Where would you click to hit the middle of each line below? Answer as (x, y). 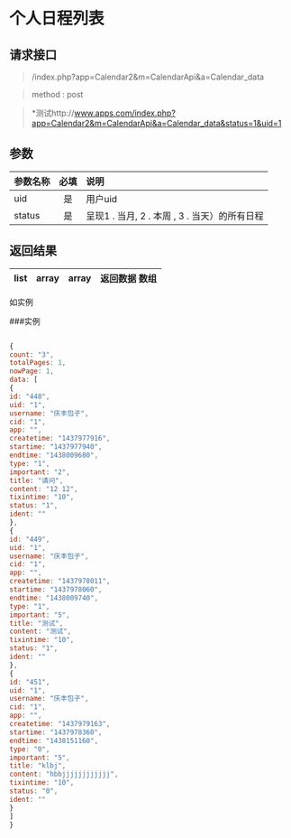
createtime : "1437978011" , (60, 582)
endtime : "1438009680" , (54, 455)
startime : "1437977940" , (56, 447)
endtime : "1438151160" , (54, 740)
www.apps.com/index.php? (124, 113)
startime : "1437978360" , (56, 732)
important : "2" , (40, 472)
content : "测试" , (41, 632)
